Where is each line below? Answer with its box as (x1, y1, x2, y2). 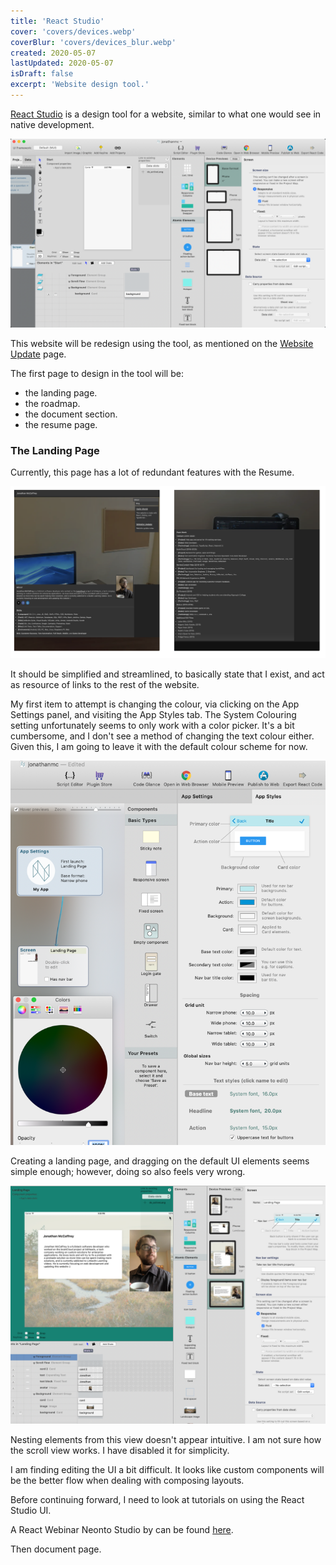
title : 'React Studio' (10, 16, 105, 26)
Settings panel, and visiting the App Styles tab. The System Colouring (10, 708, 297, 720)
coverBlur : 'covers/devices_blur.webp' (10, 37, 177, 47)
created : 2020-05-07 (10, 48, 97, 58)
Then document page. (10, 1543, 102, 1555)
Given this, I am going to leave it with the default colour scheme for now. (10, 740, 308, 752)
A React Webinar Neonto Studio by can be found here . (10, 1523, 234, 1535)
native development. (10, 118, 95, 130)
